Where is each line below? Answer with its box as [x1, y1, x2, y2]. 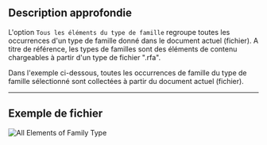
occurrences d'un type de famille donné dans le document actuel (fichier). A [8, 36, 259, 45]
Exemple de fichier [8, 107, 103, 120]
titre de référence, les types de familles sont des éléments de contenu [8, 44, 238, 54]
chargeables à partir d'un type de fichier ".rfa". [8, 52, 161, 62]
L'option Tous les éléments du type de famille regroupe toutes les [8, 27, 230, 36]
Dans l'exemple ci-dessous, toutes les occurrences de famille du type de [8, 67, 247, 78]
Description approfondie [8, 6, 133, 20]
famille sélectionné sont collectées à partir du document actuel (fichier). [8, 76, 244, 86]
